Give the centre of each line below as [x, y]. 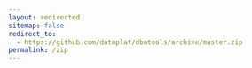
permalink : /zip [38, 50]
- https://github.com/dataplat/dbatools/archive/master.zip [130, 42]
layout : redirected [44, 17]
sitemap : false [36, 26]
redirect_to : [32, 34]
